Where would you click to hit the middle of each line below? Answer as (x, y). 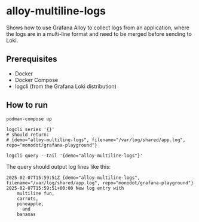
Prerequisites (32, 59)
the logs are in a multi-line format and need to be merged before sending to (99, 34)
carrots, (28, 199)
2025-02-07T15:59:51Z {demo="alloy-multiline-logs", (73, 178)
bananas (26, 214)
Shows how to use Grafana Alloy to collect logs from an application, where (98, 28)
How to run (27, 105)
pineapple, (30, 204)
